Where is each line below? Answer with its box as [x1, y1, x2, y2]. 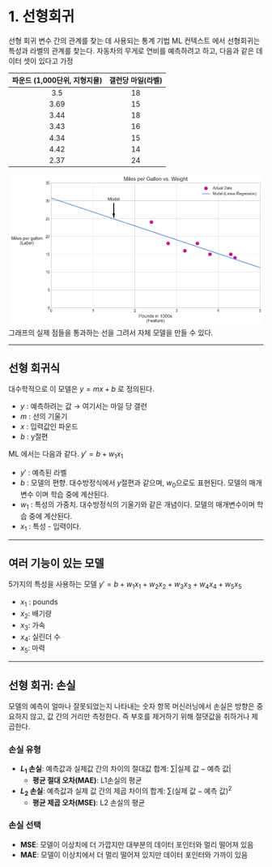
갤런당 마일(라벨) [108, 75, 163, 85]
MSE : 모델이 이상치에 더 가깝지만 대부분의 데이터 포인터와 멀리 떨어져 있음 [19, 839, 254, 849]
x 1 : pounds [19, 597, 58, 608]
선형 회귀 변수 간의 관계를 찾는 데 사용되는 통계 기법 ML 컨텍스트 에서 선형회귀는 [8, 36, 261, 45]
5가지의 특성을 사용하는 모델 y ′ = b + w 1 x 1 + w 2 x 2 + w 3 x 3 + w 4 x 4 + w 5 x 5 [8, 579, 242, 591]
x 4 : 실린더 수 [19, 632, 61, 643]
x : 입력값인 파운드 [19, 422, 79, 431]
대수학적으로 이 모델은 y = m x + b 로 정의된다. [8, 384, 155, 394]
